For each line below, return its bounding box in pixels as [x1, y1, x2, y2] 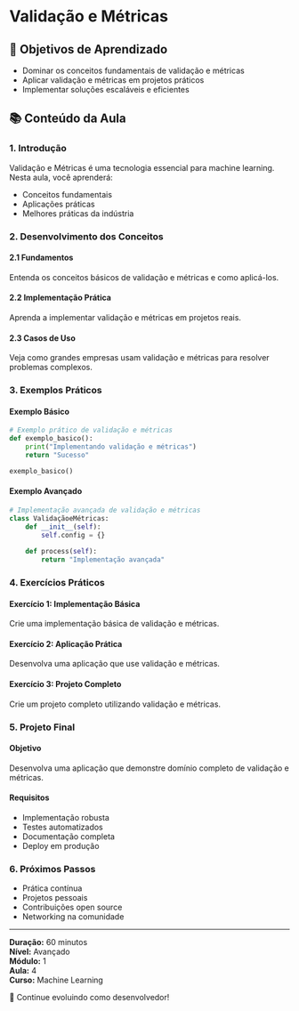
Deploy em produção [21, 840, 100, 851]
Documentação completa [21, 830, 116, 842]
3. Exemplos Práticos [9, 384, 102, 397]
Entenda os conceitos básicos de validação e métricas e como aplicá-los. [9, 271, 279, 282]
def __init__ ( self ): [25, 522, 101, 531]
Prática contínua [21, 883, 83, 894]
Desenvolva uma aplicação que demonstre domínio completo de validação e [9, 763, 289, 773]
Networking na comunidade [21, 911, 125, 922]
